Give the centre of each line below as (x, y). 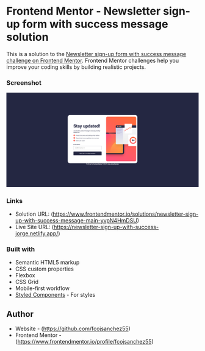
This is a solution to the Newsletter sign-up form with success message (96, 54)
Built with (21, 249)
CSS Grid (27, 282)
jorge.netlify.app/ (37, 233)
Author (20, 314)
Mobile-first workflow (42, 288)
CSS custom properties (45, 269)
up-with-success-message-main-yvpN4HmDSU (76, 221)
